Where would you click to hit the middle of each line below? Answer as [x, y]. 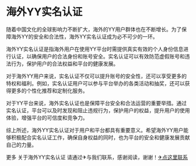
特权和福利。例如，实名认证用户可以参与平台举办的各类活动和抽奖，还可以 [95, 83]
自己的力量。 [21, 144]
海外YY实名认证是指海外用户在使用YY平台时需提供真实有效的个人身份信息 [95, 49]
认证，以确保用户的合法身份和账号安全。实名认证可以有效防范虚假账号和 [98, 56]
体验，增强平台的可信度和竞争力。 [47, 117]
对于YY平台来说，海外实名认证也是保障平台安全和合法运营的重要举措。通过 [97, 103]
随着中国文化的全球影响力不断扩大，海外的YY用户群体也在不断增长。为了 [94, 29]
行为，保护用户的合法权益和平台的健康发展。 [64, 63]
